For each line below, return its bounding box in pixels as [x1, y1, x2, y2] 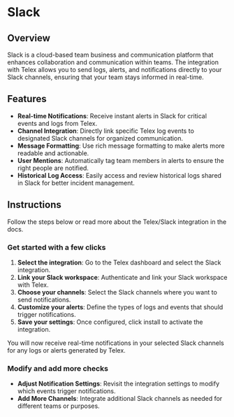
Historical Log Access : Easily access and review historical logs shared [17, 171, 222, 179]
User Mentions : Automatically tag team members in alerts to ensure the [17, 156, 225, 164]
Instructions [7, 199, 61, 211]
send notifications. [17, 295, 71, 304]
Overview [7, 32, 51, 44]
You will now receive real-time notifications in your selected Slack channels [7, 339, 225, 347]
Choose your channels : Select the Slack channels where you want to [17, 288, 218, 296]
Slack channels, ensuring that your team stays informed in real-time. [7, 73, 204, 81]
